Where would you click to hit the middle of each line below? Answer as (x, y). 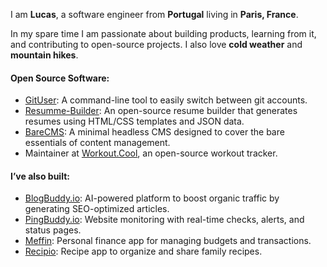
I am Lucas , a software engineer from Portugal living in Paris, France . (154, 14)
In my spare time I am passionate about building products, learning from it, (163, 33)
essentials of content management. (97, 143)
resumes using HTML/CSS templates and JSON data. (134, 121)
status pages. (53, 230)
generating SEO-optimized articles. (97, 209)
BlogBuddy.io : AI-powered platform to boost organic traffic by (152, 198)
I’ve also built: (40, 176)
